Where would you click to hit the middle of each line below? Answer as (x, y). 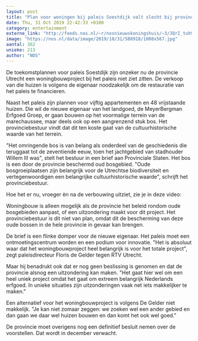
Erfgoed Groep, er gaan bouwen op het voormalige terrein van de (85, 115)
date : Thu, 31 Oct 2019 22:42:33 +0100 (55, 22)
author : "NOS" (24, 55)
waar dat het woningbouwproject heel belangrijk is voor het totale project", (97, 248)
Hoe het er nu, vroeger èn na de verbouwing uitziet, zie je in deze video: (94, 194)
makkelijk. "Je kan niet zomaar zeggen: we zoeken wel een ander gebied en (98, 309)
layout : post (22, 12)
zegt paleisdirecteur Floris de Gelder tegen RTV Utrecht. (75, 255)
